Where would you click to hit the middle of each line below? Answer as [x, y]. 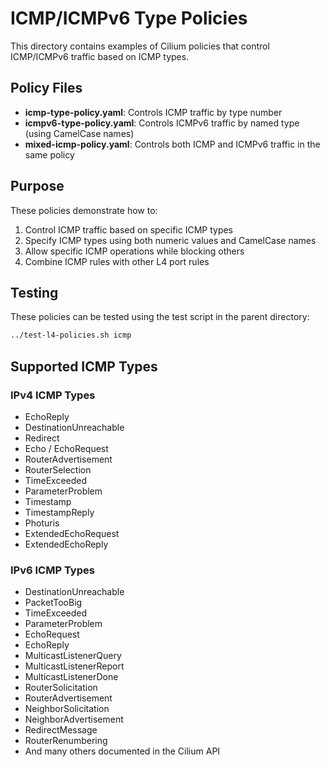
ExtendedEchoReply [66, 544]
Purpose [37, 186]
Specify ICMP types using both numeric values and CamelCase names [170, 240]
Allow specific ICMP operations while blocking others [134, 251]
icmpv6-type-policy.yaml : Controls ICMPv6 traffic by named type [162, 123]
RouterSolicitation [61, 688]
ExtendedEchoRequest [72, 533]
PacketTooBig [53, 603]
